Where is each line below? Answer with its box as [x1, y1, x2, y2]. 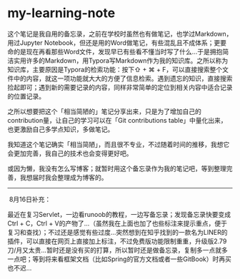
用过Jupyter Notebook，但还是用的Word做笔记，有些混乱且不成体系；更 [7, 38, 221, 47]
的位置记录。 [7, 91, 45, 101]
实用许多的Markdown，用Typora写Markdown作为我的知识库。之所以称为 [13, 56, 229, 65]
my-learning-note [7, 5, 116, 21]
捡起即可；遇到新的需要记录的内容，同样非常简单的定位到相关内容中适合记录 [7, 83, 233, 91]
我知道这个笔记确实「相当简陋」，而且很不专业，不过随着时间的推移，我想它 [7, 140, 230, 148]
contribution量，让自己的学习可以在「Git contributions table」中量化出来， [7, 116, 227, 124]
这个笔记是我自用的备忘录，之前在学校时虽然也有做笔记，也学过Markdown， [7, 29, 233, 38]
